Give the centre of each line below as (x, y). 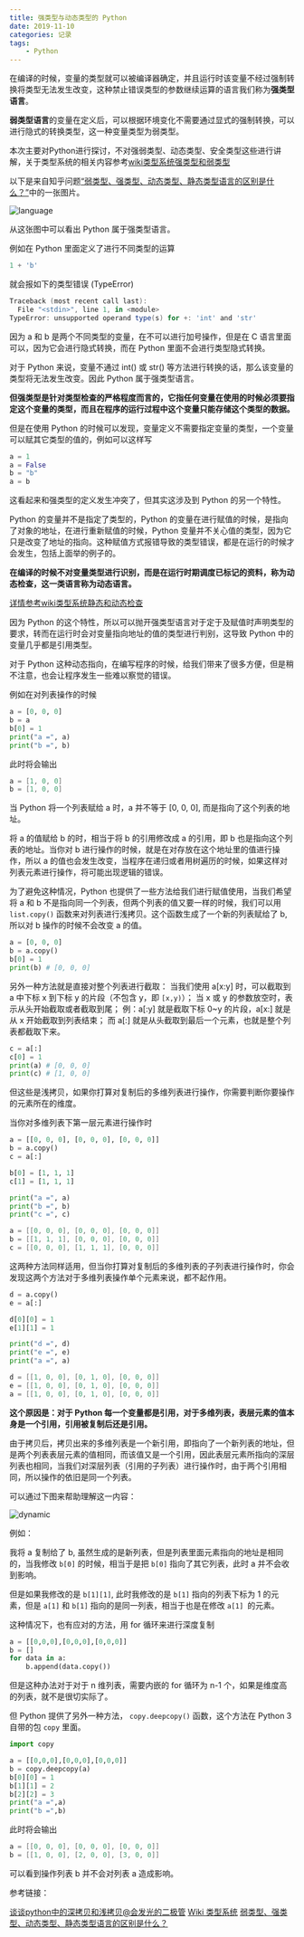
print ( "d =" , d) (40, 1344)
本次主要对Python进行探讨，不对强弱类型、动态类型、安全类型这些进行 (142, 151)
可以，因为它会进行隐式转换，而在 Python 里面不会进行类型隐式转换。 (140, 347)
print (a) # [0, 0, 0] (50, 1065)
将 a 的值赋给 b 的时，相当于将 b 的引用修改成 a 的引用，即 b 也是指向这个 (147, 839)
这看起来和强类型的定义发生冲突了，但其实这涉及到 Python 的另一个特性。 (148, 500)
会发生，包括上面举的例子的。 (65, 554)
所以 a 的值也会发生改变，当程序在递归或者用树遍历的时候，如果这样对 (156, 861)
